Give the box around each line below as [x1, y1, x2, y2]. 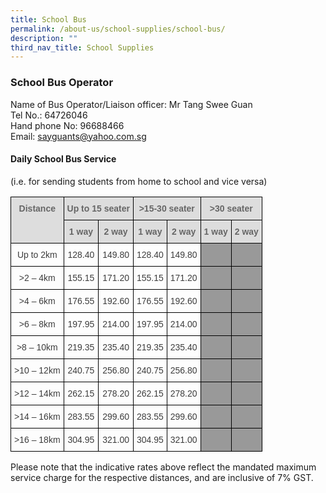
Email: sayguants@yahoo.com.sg [10, 130, 147, 142]
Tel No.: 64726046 [10, 109, 88, 121]
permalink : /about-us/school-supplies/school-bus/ [10, 24, 226, 34]
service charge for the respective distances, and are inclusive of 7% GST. [10, 471, 314, 483]
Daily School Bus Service [10, 153, 117, 165]
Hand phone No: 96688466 [10, 119, 125, 131]
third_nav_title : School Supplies [10, 42, 155, 53]
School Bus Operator [10, 76, 114, 90]
